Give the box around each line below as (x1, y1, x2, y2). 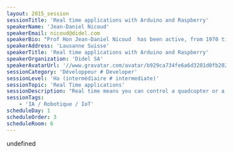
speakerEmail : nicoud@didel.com (6, 29, 100, 37)
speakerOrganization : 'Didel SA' (6, 56, 104, 63)
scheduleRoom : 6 (6, 120, 54, 127)
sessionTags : (6, 95, 45, 102)
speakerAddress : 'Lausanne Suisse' (6, 42, 110, 49)
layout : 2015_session (6, 10, 70, 17)
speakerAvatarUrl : (6, 62, 60, 69)
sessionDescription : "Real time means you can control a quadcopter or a (6, 88, 225, 95)
